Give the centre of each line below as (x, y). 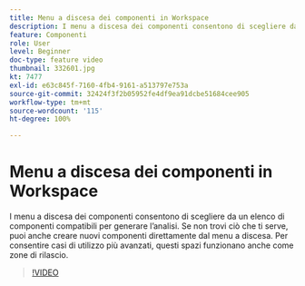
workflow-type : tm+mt (50, 102)
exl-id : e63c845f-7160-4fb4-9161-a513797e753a (99, 85)
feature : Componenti (49, 35)
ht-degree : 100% (40, 119)
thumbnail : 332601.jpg (52, 69)
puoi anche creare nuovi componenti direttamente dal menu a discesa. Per (149, 236)
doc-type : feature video (56, 60)
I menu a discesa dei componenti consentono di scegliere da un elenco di (147, 217)
